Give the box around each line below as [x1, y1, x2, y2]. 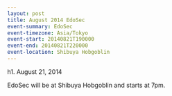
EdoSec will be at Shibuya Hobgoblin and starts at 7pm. [7, 81, 166, 89]
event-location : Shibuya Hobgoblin [7, 49, 110, 56]
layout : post [7, 10, 45, 17]
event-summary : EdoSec [7, 23, 73, 30]
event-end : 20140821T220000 [7, 42, 89, 49]
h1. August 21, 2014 [7, 67, 62, 76]
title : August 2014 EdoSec [7, 17, 85, 23]
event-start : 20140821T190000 [7, 36, 95, 43]
